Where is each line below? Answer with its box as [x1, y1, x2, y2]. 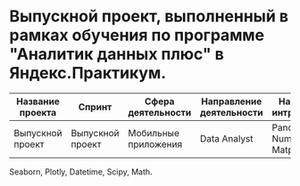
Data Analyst [199, 132, 254, 144]
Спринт [78, 101, 112, 113]
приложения [128, 138, 183, 150]
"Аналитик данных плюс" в [9, 44, 225, 64]
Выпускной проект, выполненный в [9, 6, 288, 27]
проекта [19, 106, 57, 118]
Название [16, 95, 60, 108]
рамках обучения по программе [9, 25, 265, 45]
